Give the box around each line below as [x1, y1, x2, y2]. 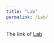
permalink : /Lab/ [6, 14, 49, 20]
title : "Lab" [6, 8, 38, 15]
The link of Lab [6, 30, 42, 37]
